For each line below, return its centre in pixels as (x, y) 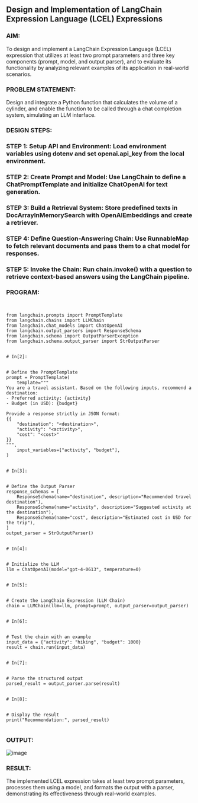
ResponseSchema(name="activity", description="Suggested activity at (104, 507)
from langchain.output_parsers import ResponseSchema (74, 331)
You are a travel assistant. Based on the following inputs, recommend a (99, 388)
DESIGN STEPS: (29, 130)
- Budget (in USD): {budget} (42, 403)
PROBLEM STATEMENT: (41, 90)
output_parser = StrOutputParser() (50, 533)
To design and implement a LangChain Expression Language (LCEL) (89, 49)
